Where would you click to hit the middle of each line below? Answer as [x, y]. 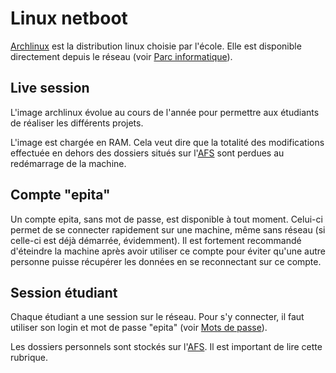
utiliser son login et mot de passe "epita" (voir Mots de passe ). [139, 328]
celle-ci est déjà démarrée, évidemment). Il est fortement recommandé [156, 240]
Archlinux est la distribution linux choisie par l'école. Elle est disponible [156, 46]
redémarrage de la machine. [68, 163]
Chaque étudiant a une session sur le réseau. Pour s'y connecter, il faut [157, 317]
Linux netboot [69, 18]
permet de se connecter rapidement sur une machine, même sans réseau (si [168, 229]
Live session [50, 88]
